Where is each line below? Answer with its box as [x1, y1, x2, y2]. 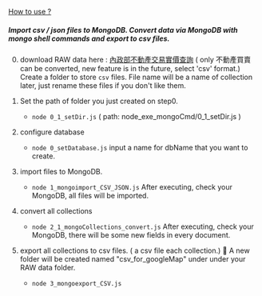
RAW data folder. [19, 262, 76, 272]
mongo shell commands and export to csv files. [8, 34, 170, 43]
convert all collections [19, 206, 93, 215]
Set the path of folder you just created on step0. [19, 96, 178, 106]
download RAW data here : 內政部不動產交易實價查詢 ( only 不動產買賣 [19, 54, 252, 64]
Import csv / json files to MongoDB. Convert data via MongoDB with [8, 25, 238, 34]
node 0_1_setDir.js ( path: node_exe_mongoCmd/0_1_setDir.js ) [31, 111, 241, 121]
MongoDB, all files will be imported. [31, 190, 149, 200]
